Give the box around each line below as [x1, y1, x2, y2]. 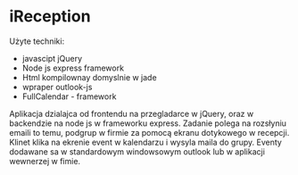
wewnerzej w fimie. [9, 155, 81, 166]
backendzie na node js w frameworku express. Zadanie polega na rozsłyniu [9, 118, 287, 129]
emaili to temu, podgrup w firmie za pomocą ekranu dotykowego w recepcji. [9, 127, 290, 137]
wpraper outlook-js [21, 81, 93, 92]
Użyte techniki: [9, 36, 65, 46]
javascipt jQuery [21, 53, 83, 63]
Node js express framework [21, 62, 125, 73]
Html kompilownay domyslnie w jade [21, 71, 158, 82]
